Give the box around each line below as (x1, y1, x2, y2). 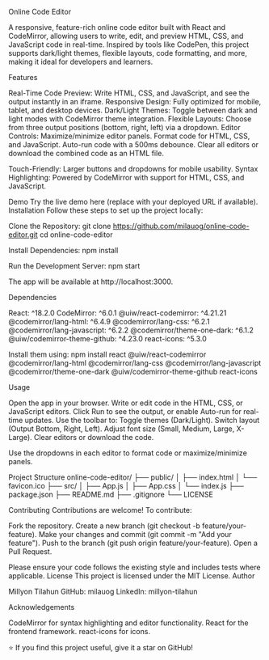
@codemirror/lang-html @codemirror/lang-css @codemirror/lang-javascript (8, 358, 262, 367)
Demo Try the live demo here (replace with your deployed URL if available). (8, 197, 258, 206)
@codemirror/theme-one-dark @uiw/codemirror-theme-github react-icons (8, 367, 258, 376)
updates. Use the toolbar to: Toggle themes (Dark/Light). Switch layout (24, 416, 260, 425)
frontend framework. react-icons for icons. (8, 627, 151, 636)
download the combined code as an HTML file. (8, 149, 164, 158)
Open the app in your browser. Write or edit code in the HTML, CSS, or (8, 398, 244, 408)
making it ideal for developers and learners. (8, 57, 153, 66)
